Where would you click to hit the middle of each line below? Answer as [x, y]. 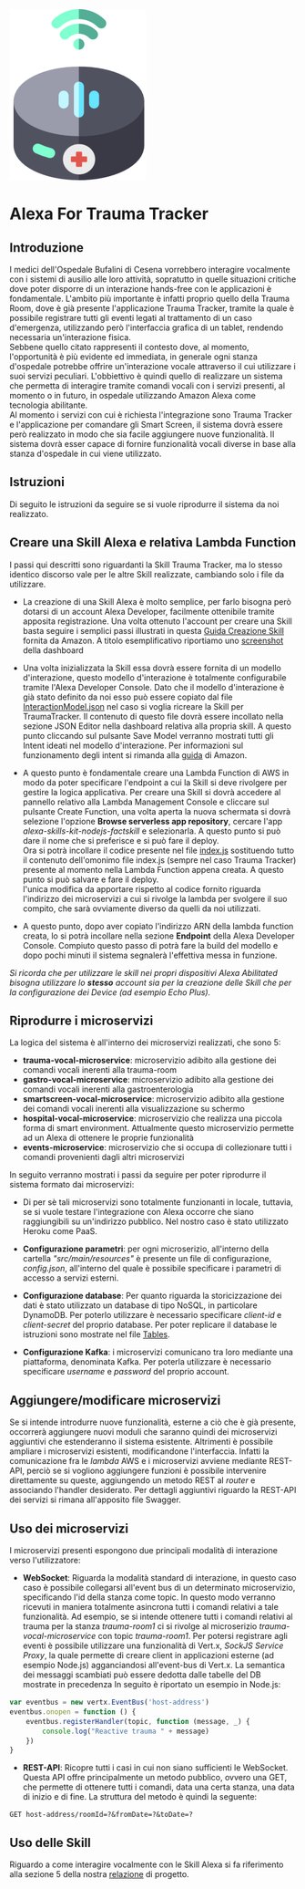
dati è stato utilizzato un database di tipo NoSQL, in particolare [140, 1305]
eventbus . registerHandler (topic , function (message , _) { [138, 1721]
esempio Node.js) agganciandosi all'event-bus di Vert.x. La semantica [153, 1666]
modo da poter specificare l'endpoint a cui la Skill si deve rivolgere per [155, 782]
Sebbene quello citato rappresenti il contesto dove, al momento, [129, 347]
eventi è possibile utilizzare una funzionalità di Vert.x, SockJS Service [153, 1645]
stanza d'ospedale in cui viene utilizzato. [86, 453]
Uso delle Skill [50, 1842]
